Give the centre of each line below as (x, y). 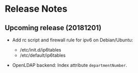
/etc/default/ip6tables (43, 55)
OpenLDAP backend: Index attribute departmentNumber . (70, 65)
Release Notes (36, 9)
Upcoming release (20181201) (53, 28)
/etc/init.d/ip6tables (41, 50)
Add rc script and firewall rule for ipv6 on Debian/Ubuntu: (73, 40)
